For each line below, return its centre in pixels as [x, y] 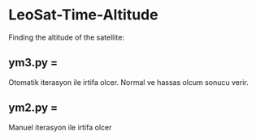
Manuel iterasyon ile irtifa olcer [60, 127]
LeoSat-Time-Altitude [83, 15]
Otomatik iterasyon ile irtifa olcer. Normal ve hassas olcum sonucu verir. [129, 82]
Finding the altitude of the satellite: [66, 37]
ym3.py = [33, 63]
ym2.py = [33, 108]
